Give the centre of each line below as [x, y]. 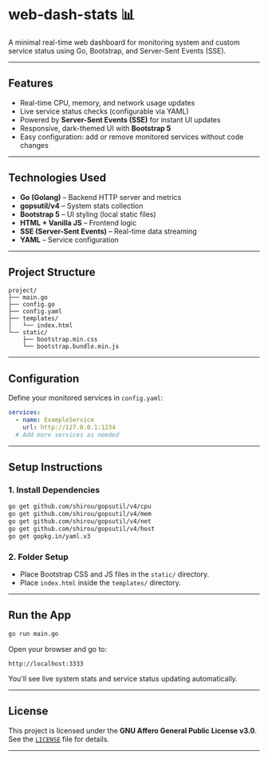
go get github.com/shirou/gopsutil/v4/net [80, 521]
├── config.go [32, 305]
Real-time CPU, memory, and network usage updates [107, 102]
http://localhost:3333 [46, 664]
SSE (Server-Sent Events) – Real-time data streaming [108, 231]
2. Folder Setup [39, 557]
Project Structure [52, 272]
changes [34, 145]
